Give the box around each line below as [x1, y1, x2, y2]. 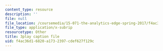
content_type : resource [5, 7, 53, 12]
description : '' [5, 12, 38, 17]
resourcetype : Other [5, 30, 47, 34]
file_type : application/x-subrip [5, 25, 73, 30]
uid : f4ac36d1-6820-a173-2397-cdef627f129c [5, 39, 95, 44]
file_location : [5, 20, 36, 26]
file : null [5, 16, 27, 21]
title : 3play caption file [5, 34, 60, 39]
